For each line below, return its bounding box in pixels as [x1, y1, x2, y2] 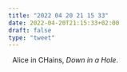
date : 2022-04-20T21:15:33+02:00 [8, 19, 120, 27]
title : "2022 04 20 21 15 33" [8, 11, 109, 20]
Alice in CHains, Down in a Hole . [11, 55, 118, 65]
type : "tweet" [8, 33, 56, 42]
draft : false [8, 26, 52, 34]
